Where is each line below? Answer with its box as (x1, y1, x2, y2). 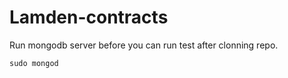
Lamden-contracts (9, 6, 169, 29)
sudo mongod (9, 58, 59, 68)
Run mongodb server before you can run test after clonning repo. (9, 39, 279, 51)
